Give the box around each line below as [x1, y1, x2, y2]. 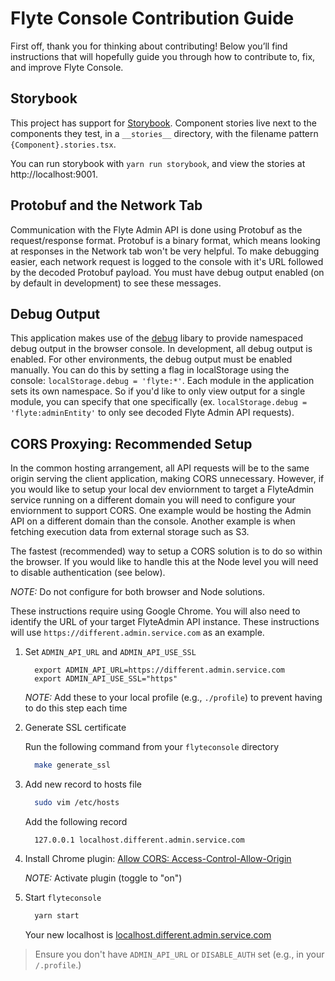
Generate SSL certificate [24, 722, 127, 734]
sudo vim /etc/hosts [34, 798, 120, 808]
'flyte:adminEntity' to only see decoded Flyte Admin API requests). [10, 407, 295, 419]
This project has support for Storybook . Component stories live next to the [10, 117, 317, 129]
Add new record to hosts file [24, 778, 142, 791]
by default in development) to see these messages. [10, 277, 222, 289]
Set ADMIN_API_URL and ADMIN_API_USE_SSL [24, 646, 197, 658]
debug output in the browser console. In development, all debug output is [10, 343, 313, 355]
